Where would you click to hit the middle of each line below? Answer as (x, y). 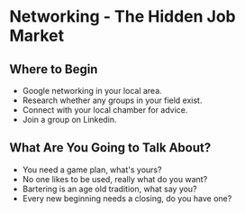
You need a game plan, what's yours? (92, 170)
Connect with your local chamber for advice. (105, 110)
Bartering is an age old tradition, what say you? (109, 189)
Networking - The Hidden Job (122, 17)
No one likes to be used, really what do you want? (115, 179)
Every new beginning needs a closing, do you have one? (127, 198)
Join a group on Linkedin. (69, 120)
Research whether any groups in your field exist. (112, 100)
